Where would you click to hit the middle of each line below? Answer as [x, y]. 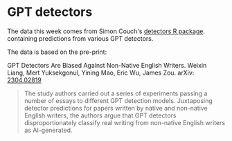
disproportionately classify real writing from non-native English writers [125, 122]
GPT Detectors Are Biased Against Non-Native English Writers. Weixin [107, 65]
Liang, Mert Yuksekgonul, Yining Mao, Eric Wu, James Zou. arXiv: [101, 73]
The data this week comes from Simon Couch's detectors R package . [106, 31]
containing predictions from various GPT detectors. [80, 38]
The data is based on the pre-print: [57, 52]
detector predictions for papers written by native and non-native [116, 108]
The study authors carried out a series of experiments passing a [116, 93]
